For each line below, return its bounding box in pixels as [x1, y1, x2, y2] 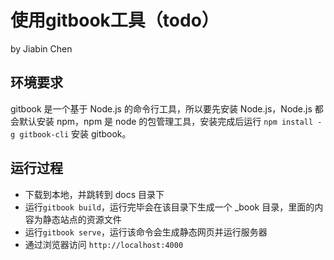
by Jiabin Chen [10, 42, 73, 55]
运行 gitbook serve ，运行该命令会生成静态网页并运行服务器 [24, 226, 268, 238]
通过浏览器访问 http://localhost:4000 [24, 238, 184, 250]
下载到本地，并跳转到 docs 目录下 [24, 188, 165, 200]
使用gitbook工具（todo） [10, 9, 220, 32]
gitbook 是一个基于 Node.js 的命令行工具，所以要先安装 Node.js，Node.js [10, 102, 313, 115]
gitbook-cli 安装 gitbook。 [19, 127, 132, 140]
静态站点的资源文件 [42, 213, 122, 225]
